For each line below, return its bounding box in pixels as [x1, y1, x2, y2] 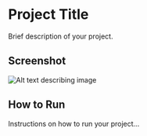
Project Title [8, 6, 89, 24]
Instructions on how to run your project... [8, 119, 140, 128]
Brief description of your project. [8, 31, 113, 41]
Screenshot [8, 54, 66, 68]
